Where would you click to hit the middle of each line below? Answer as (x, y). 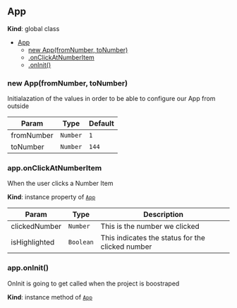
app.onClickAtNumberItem (55, 168)
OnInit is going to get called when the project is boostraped (93, 283)
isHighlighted (33, 242)
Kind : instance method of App (50, 297)
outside (18, 106)
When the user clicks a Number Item (60, 184)
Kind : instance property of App (51, 197)
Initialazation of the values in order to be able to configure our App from (111, 99)
